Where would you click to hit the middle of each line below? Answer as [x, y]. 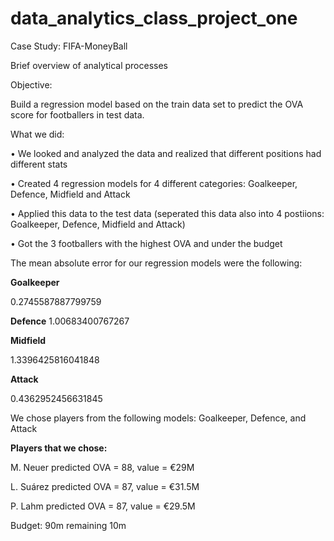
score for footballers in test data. [77, 114]
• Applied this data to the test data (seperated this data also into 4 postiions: [167, 213]
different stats [39, 164]
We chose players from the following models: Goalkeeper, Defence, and [158, 418]
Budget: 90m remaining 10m [68, 525]
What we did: [37, 134]
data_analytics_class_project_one [154, 18]
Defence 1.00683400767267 [70, 321]
